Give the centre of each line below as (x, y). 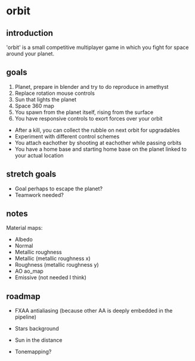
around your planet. (30, 54)
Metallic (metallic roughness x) (52, 258)
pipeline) (26, 317)
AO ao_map (29, 271)
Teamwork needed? (39, 195)
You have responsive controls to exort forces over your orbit (89, 118)
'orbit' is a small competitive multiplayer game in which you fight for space (97, 47)
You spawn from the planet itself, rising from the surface (84, 112)
